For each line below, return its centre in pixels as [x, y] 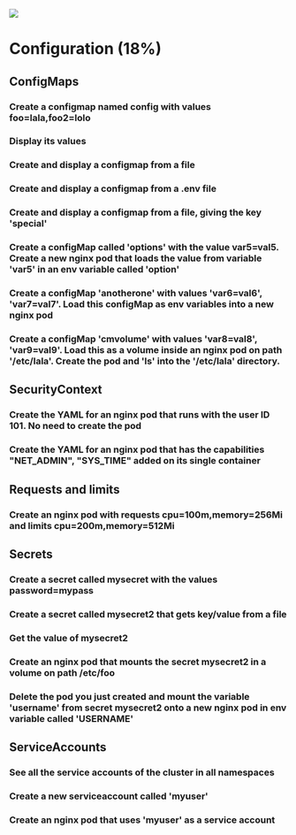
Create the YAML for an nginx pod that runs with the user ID [140, 415]
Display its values [48, 142]
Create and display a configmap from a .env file [113, 188]
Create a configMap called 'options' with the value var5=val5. [144, 248]
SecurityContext [56, 390]
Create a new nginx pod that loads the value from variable [136, 258]
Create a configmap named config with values [110, 106]
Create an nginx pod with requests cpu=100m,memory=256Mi [146, 515]
